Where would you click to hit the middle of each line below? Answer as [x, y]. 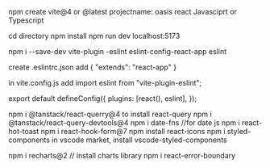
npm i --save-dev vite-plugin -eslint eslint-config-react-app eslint [118, 51]
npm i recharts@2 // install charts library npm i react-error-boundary [122, 155]
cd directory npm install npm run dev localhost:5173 [94, 36]
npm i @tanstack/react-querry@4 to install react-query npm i [110, 114]
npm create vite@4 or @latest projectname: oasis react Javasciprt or [123, 12]
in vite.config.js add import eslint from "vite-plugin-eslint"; [105, 83]
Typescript [26, 20]
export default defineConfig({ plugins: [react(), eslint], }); [103, 99]
